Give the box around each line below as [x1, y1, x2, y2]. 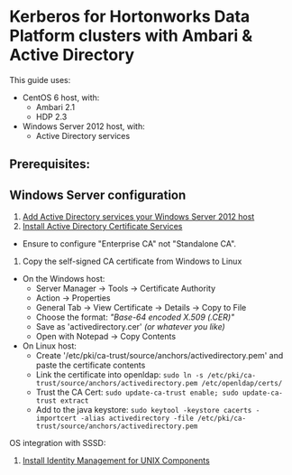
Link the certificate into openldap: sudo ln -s [35, 369, 205, 380]
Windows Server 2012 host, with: [22, 120, 146, 132]
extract [59, 396, 89, 405]
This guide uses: [9, 74, 71, 85]
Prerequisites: [9, 156, 90, 172]
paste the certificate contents [35, 359, 146, 371]
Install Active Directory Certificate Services [22, 221, 183, 232]
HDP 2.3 [35, 111, 68, 122]
